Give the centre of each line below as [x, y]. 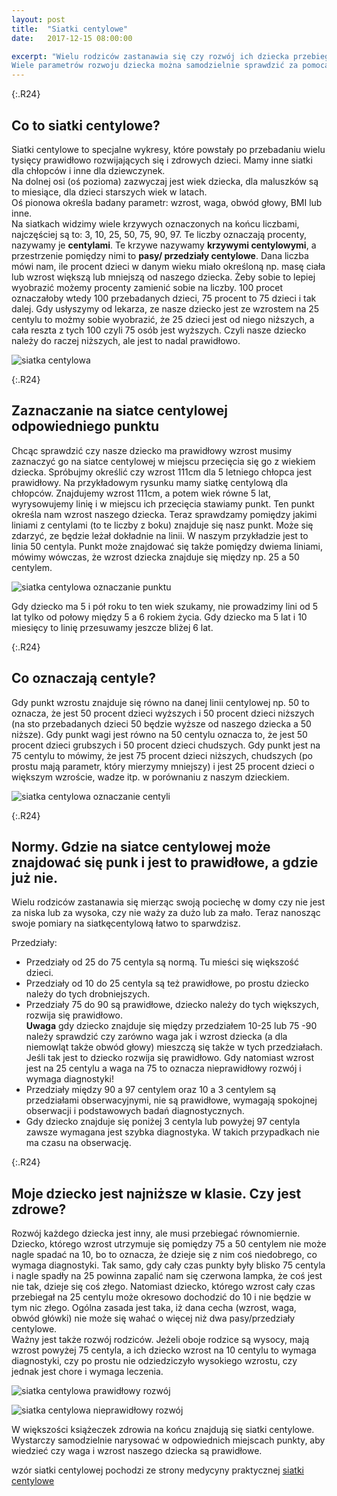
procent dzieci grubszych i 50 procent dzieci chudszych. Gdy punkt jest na [166, 745]
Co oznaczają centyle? [83, 678]
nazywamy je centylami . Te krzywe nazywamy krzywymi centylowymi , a [164, 245]
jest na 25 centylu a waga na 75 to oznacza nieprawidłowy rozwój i [163, 1068]
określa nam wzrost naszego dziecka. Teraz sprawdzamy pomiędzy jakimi [164, 514]
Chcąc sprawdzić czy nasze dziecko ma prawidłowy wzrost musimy [152, 450]
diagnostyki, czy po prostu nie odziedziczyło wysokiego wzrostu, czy [154, 1361]
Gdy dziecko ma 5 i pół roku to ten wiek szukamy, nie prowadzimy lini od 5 [165, 606]
